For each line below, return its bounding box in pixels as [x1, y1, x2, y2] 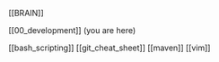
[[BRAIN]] [8, 8, 44, 18]
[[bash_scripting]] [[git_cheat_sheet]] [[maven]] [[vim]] [8, 42, 211, 53]
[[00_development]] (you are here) [8, 25, 136, 35]
